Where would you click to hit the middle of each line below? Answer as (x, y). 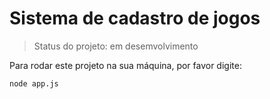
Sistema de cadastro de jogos (135, 18)
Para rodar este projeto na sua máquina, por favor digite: (125, 65)
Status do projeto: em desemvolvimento (116, 46)
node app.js (34, 83)
